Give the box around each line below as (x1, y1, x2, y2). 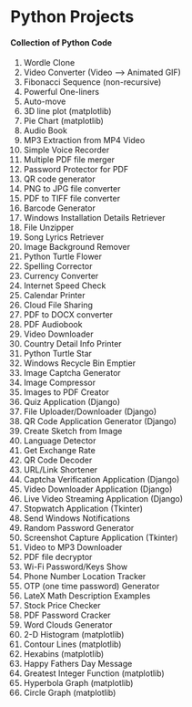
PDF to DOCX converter (23, 309, 113, 320)
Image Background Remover (23, 242, 131, 253)
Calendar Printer (23, 290, 86, 301)
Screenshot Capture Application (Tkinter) (23, 532, 178, 544)
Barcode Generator (23, 203, 96, 213)
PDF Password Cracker (23, 609, 111, 621)
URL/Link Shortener (23, 464, 98, 475)
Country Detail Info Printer (23, 338, 122, 349)
